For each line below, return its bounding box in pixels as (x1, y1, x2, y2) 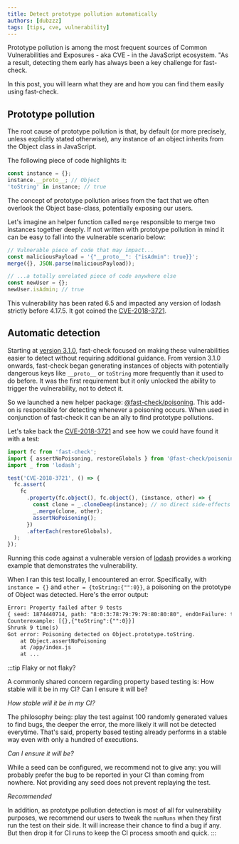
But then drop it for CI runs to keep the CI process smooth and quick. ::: (7, 829, 217, 838)
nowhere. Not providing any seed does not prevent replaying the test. (7, 778, 211, 787)
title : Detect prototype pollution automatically (7, 10, 158, 18)
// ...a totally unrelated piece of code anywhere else (7, 273, 176, 280)
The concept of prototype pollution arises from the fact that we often (7, 196, 209, 204)
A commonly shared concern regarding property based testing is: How (7, 678, 215, 686)
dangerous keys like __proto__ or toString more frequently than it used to (7, 368, 224, 377)
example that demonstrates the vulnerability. (7, 561, 138, 570)
